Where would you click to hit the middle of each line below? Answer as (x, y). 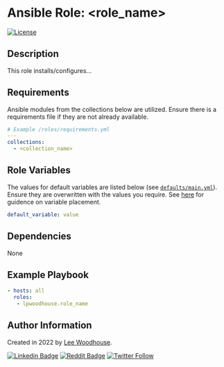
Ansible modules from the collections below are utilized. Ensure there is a (112, 109)
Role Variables (39, 171)
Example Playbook (48, 275)
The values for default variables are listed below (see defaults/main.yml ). (112, 187)
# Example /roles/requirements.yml (59, 129)
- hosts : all (26, 291)
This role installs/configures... (50, 70)
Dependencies (39, 237)
